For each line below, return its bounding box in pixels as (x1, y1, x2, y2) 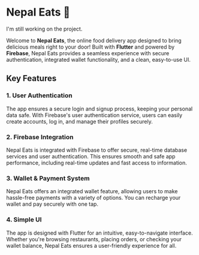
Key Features (6, 73, 57, 83)
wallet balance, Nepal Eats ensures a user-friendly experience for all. (6, 242, 177, 249)
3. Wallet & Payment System (6, 174, 90, 182)
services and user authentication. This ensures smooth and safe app (6, 152, 176, 160)
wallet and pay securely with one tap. (6, 200, 99, 208)
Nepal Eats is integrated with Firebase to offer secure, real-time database (6, 146, 188, 154)
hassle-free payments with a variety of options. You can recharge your (6, 194, 181, 202)
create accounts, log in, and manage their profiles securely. (6, 118, 153, 125)
